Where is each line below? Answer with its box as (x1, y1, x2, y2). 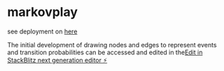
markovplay (7, 4, 78, 20)
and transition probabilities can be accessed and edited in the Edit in (7, 48, 203, 56)
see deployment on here (7, 27, 78, 35)
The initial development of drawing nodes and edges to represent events (7, 40, 217, 49)
